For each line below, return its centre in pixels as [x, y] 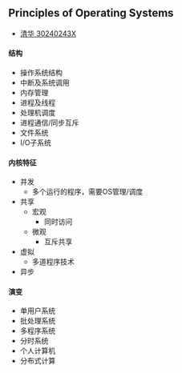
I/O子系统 [36, 142]
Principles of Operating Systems [91, 13]
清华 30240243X [48, 33]
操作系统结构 [41, 73]
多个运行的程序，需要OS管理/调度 [87, 192]
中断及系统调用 [44, 82]
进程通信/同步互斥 [49, 122]
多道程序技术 [53, 262]
